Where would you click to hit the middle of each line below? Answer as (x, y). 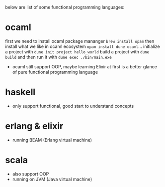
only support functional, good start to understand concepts (73, 106)
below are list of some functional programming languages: (65, 7)
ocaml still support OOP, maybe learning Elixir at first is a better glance (85, 66)
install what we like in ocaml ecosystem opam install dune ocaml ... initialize (82, 46)
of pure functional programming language (55, 72)
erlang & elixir (34, 126)
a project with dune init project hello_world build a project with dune (77, 51)
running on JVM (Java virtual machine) (52, 179)
